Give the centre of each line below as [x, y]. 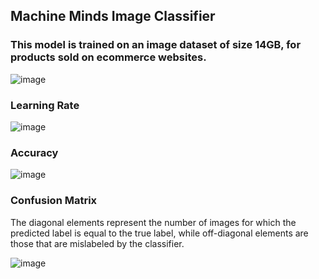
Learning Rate [45, 105]
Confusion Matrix [54, 201]
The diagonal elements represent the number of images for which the [153, 222]
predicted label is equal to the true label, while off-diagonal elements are [159, 233]
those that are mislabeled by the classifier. [97, 243]
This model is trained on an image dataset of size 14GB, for [156, 45]
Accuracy [34, 152]
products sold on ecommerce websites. [108, 57]
